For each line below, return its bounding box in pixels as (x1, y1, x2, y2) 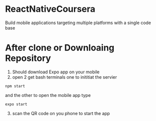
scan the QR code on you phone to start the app (12, 110, 110, 116)
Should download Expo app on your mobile (12, 69, 100, 75)
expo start (5, 102, 28, 107)
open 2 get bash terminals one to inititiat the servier (12, 74, 117, 80)
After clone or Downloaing (5, 42, 115, 54)
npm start (5, 84, 26, 89)
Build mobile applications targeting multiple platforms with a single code (5, 20, 151, 26)
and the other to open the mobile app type (5, 92, 91, 98)
